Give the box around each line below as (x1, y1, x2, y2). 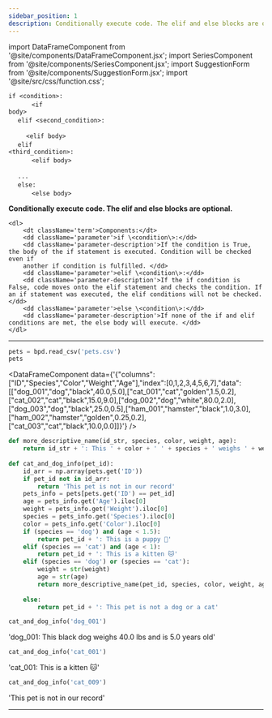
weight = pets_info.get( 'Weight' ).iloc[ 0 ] (23, 505, 168, 514)
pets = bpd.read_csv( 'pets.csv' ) (8, 347, 121, 355)
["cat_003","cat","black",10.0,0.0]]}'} (8, 421, 128, 431)
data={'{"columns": (90, 370, 155, 380)
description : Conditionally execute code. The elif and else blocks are (8, 19, 259, 28)
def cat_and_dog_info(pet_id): (8, 459, 114, 467)
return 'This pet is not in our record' (37, 482, 176, 491)
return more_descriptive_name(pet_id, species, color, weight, (37, 580, 255, 588)
